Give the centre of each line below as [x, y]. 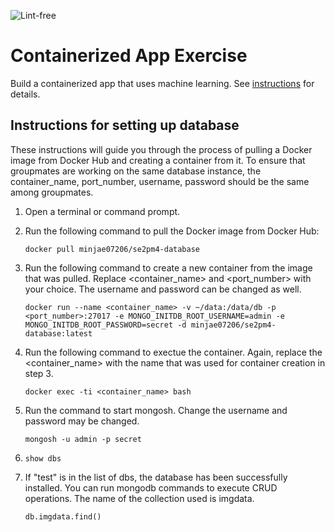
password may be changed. [82, 421]
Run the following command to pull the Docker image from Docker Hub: [172, 231]
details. [25, 94]
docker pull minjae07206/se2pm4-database [112, 249]
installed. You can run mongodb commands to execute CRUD [151, 487]
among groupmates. [52, 192]
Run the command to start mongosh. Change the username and [156, 410]
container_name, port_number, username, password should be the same [160, 181]
